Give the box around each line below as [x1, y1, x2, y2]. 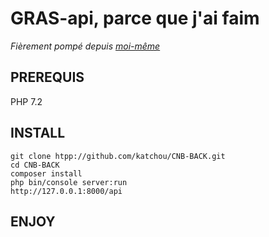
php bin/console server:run [10, 177, 128, 187]
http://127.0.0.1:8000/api [10, 186, 123, 196]
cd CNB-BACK [10, 160, 60, 170]
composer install [10, 168, 83, 179]
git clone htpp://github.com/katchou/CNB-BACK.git [10, 151, 226, 161]
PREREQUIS [10, 69, 85, 86]
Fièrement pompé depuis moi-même [10, 40, 161, 52]
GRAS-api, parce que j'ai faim [10, 7, 260, 30]
